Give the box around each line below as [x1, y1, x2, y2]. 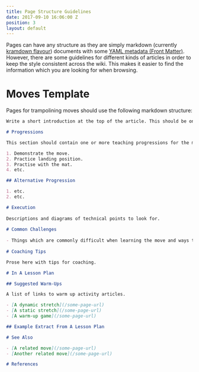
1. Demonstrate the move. [6, 150, 70, 156]
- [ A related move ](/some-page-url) [6, 345, 97, 351]
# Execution [6, 204, 36, 210]
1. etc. [6, 188, 25, 194]
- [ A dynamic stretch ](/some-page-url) [6, 302, 105, 308]
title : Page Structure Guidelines [6, 8, 92, 15]
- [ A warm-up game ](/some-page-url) [6, 313, 97, 319]
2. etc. [6, 194, 25, 200]
